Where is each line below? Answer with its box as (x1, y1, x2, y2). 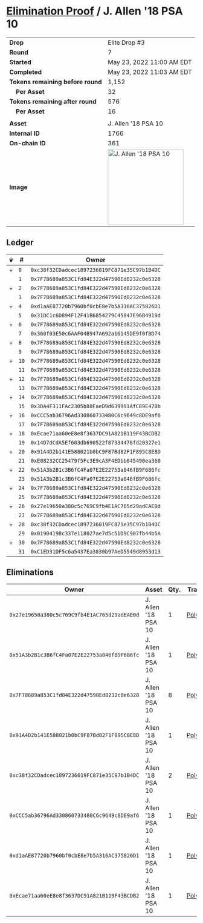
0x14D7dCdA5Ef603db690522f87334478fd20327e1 (30, 439, 161, 446)
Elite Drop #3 (108, 38, 145, 47)
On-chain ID (9, 139, 46, 147)
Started (9, 58, 31, 66)
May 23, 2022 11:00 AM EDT (108, 58, 192, 66)
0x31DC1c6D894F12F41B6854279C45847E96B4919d (30, 312, 161, 319)
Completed (9, 68, 42, 76)
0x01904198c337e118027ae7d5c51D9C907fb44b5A (30, 530, 161, 537)
